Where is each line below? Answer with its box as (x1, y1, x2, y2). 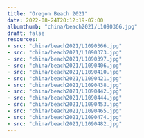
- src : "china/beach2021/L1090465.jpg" (7, 107, 123, 114)
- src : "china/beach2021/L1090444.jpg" (7, 95, 123, 102)
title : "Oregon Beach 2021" (7, 10, 89, 17)
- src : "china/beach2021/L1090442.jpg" (7, 88, 123, 95)
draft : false (7, 29, 45, 37)
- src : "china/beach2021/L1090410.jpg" (7, 68, 123, 75)
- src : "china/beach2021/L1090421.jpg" (7, 75, 123, 82)
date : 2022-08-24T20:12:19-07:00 (7, 17, 104, 24)
